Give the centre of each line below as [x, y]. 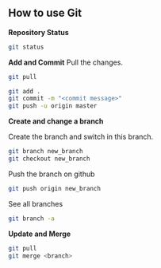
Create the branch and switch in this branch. [81, 137]
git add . [25, 91]
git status [26, 47]
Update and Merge [40, 234]
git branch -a [32, 219]
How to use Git [45, 13]
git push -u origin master [53, 106]
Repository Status [38, 32]
